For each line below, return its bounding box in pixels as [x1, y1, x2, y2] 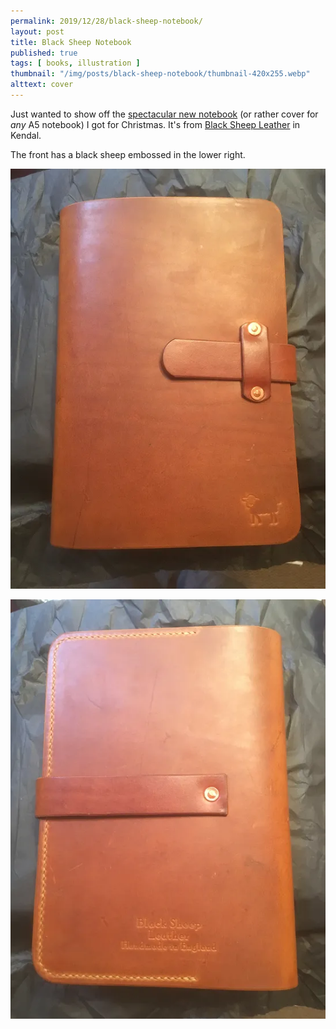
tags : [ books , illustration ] [10, 58, 141, 69]
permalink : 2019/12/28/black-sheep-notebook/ [10, 16, 203, 26]
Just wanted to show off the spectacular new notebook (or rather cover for [10, 108, 319, 120]
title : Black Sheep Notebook [10, 37, 132, 47]
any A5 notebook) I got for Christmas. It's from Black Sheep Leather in [10, 118, 301, 130]
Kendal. [10, 129, 42, 141]
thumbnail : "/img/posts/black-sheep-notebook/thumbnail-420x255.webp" [10, 69, 311, 79]
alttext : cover [10, 80, 74, 90]
